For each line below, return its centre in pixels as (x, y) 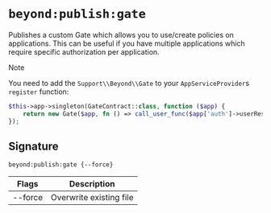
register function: (39, 92)
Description (92, 184)
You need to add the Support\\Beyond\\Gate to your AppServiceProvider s (129, 83)
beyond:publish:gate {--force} (61, 165)
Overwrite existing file (92, 198)
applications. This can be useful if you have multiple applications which (127, 43)
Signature (33, 146)
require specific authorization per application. (84, 51)
